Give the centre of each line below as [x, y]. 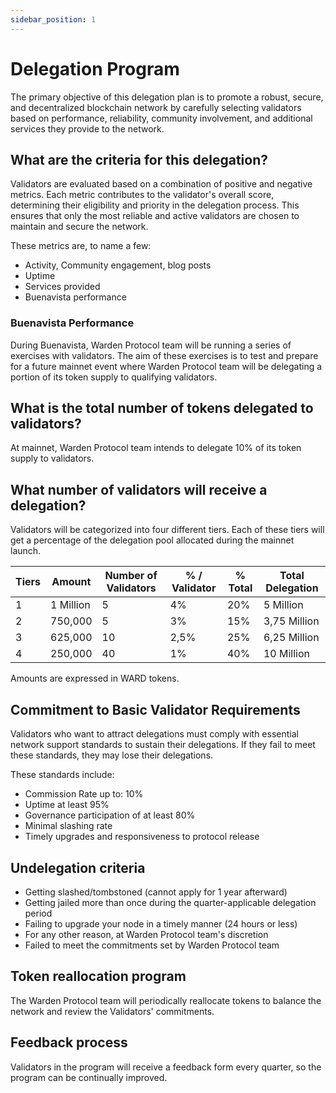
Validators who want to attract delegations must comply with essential [154, 734]
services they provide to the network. [87, 128]
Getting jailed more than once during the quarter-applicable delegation [170, 902]
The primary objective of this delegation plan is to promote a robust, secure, [167, 97]
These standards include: [62, 775]
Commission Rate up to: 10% [84, 794]
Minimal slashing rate [68, 826]
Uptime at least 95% [67, 805]
